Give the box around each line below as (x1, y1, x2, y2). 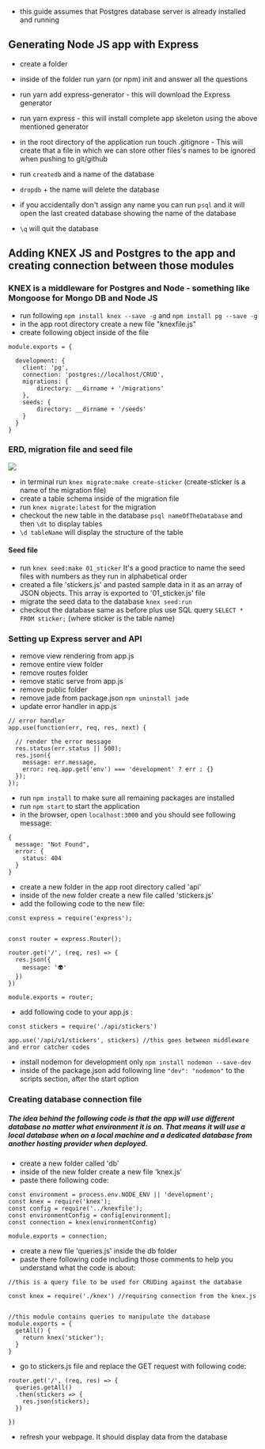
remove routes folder (19, 668, 89, 677)
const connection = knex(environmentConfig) (8, 1219, 157, 1227)
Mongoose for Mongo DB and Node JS (8, 293, 158, 304)
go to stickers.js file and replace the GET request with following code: (19, 1361, 247, 1371)
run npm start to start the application (19, 802, 140, 811)
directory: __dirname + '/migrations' (36, 384, 165, 393)
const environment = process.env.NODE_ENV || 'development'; (8, 1191, 214, 1199)
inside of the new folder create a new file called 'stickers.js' (19, 890, 214, 901)
